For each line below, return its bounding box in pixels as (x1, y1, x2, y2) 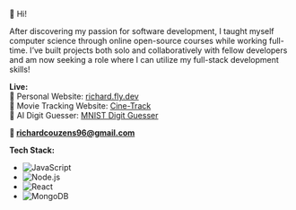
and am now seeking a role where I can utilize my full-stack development (9, 55, 280, 65)
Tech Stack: (9, 144, 56, 155)
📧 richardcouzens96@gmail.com (9, 127, 135, 138)
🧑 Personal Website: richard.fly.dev (9, 91, 139, 101)
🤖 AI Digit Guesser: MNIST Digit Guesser (9, 110, 159, 120)
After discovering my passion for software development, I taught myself (9, 26, 275, 36)
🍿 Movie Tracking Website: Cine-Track (9, 101, 152, 111)
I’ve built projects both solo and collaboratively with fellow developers (30, 45, 288, 56)
